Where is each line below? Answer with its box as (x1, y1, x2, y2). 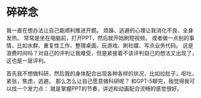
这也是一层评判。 (6, 57, 49, 64)
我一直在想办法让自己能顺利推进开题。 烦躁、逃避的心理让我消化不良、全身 (6, 27, 194, 34)
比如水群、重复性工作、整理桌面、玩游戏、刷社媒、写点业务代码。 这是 (16, 42, 194, 49)
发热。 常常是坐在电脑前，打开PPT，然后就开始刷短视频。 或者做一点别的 (6, 34, 189, 41)
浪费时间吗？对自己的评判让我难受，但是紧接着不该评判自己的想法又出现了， (6, 49, 197, 56)
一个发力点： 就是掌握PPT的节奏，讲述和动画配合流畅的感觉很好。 (16, 85, 183, 92)
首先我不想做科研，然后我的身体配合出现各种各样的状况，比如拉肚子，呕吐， (6, 70, 197, 77)
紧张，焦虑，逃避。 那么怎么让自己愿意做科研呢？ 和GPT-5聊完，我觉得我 (6, 77, 190, 85)
